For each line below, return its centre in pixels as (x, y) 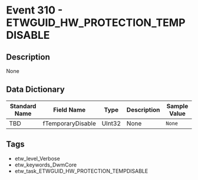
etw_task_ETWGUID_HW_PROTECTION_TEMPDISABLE (81, 171)
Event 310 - (34, 10)
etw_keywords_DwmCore (46, 165)
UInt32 (111, 123)
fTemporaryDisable (69, 123)
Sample (177, 106)
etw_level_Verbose (37, 158)
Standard (23, 106)
